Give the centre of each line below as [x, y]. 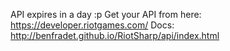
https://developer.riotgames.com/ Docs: [92, 25]
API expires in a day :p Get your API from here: [106, 14]
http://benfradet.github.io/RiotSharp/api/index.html [115, 35]
